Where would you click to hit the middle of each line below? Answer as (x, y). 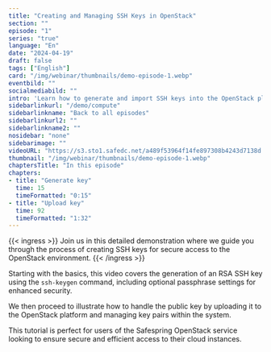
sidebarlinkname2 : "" (45, 128)
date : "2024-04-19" (41, 53)
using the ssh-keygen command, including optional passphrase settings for (132, 282)
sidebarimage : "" (38, 143)
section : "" (28, 23)
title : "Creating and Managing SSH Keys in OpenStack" (102, 16)
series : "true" (34, 38)
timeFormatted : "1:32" (54, 218)
